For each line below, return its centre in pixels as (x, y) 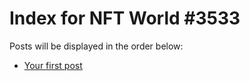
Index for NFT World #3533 (125, 18)
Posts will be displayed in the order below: (96, 46)
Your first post (53, 65)
